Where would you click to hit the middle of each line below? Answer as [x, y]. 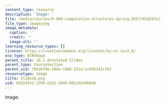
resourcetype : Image [26, 74]
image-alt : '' [24, 42]
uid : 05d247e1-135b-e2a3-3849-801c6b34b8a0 [51, 83]
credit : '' [21, 37]
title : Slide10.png [25, 78]
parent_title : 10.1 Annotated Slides [44, 60]
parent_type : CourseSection [34, 65]
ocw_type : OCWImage [25, 55]
